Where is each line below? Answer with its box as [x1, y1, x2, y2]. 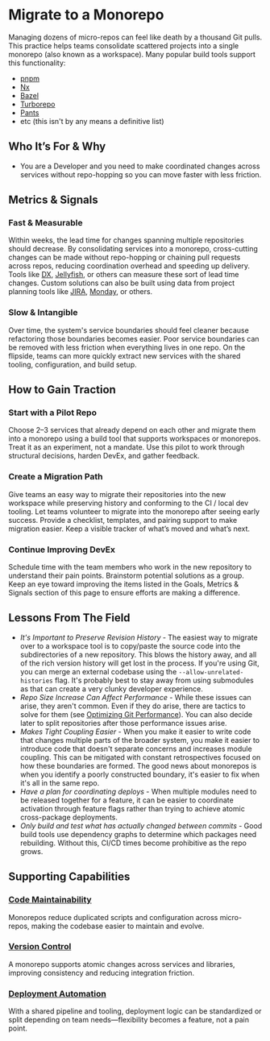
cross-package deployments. [19, 812, 118, 822]
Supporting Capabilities [8, 870, 131, 884]
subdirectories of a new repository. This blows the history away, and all [19, 649, 257, 659]
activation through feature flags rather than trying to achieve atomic [19, 803, 246, 813]
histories [19, 677, 54, 685]
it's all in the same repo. [19, 778, 100, 787]
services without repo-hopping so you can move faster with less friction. [19, 169, 262, 179]
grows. [19, 846, 44, 856]
